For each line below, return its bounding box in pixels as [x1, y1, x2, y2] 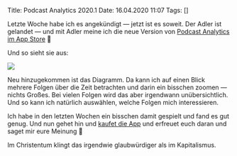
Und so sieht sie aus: [7, 49, 69, 57]
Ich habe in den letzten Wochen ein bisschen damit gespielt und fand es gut [7, 112, 229, 120]
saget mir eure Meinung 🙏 [7, 127, 83, 135]
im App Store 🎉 [7, 35, 52, 43]
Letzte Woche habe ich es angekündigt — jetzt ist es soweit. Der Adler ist [7, 20, 222, 28]
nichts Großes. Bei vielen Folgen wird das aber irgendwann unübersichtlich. [7, 91, 228, 99]
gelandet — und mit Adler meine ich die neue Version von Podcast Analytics [7, 28, 230, 35]
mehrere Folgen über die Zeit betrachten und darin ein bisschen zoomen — [7, 83, 227, 91]
